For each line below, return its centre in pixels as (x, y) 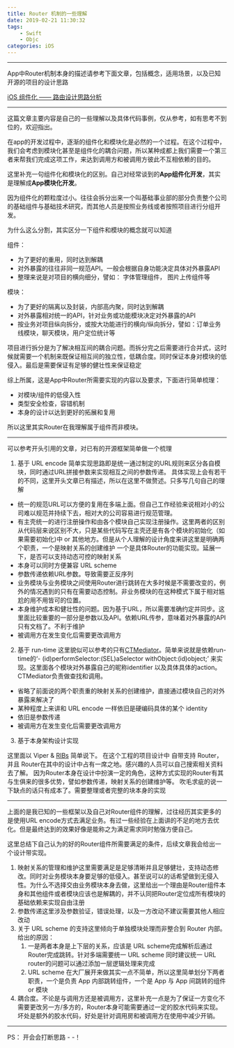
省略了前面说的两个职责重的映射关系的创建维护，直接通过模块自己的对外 (121, 691)
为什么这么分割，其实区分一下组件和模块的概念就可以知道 (89, 230)
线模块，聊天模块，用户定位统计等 (66, 333)
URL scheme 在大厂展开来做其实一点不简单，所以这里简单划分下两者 (126, 972)
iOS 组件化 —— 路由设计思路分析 (55, 97)
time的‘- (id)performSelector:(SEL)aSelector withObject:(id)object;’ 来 (117, 659)
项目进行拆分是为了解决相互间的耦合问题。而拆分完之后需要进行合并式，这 (114, 347)
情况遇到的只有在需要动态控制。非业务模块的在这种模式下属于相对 (124, 591)
